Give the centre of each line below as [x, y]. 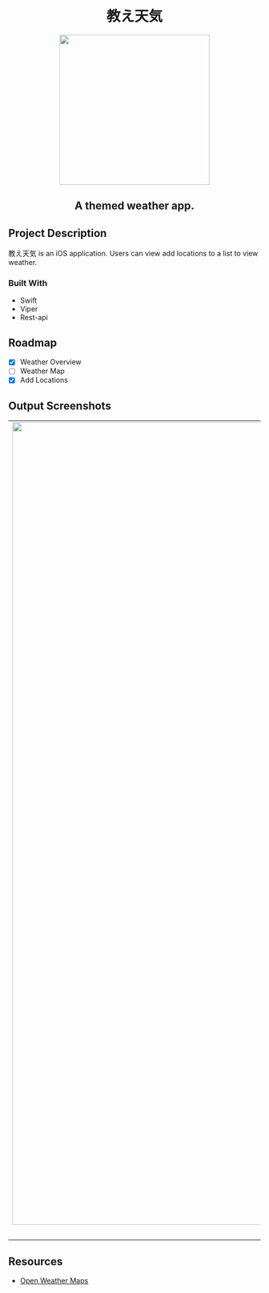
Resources [36, 1261]
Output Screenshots [60, 406]
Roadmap [33, 342]
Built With [28, 283]
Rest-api [34, 318]
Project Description [58, 233]
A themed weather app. [134, 206]
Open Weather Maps [54, 1281]
